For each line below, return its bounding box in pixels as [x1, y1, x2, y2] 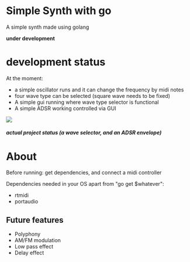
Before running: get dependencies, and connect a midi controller [6, 169, 162, 176]
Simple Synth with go [6, 4, 112, 18]
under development [6, 35, 56, 42]
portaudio [14, 198, 39, 205]
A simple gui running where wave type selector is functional [14, 98, 159, 106]
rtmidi [14, 192, 29, 199]
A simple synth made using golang [6, 23, 89, 30]
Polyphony [14, 230, 41, 238]
